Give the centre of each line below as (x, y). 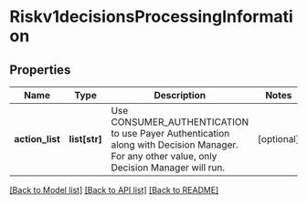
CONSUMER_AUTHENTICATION (180, 122)
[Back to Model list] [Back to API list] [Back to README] (114, 190)
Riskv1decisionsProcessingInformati (152, 17)
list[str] (85, 139)
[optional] (278, 139)
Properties (40, 70)
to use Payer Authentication (170, 133)
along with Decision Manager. (175, 145)
